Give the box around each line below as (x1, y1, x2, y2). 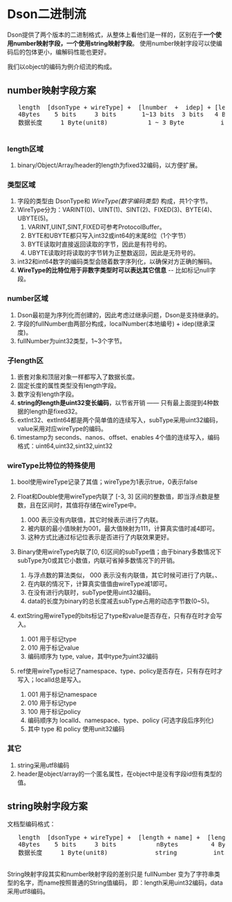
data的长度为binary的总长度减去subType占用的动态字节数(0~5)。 (27, 597, 213, 605)
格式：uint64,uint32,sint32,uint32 (17, 442, 113, 450)
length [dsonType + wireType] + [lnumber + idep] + (18, 103, 212, 111)
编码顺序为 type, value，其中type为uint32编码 (27, 652, 159, 661)
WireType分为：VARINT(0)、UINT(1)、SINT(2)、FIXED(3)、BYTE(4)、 (17, 205, 216, 214)
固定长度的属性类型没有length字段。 (17, 381, 121, 389)
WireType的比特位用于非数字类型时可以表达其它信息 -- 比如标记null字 (17, 266, 216, 274)
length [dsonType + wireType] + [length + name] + (18, 834, 200, 842)
